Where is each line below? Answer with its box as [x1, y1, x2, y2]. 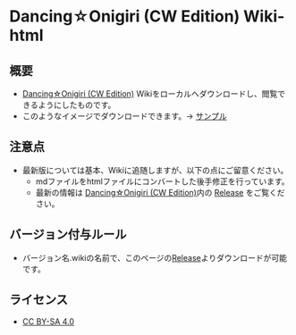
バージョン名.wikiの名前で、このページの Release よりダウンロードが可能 [21, 252, 288, 263]
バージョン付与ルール [9, 227, 127, 242]
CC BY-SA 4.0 [21, 316, 74, 327]
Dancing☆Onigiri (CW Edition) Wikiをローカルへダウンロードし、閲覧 [21, 88, 278, 99]
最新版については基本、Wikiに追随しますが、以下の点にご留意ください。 [21, 164, 289, 175]
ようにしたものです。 [38, 100, 116, 110]
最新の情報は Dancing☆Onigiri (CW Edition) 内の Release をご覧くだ [35, 187, 285, 197]
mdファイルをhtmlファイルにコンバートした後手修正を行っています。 [35, 176, 290, 187]
